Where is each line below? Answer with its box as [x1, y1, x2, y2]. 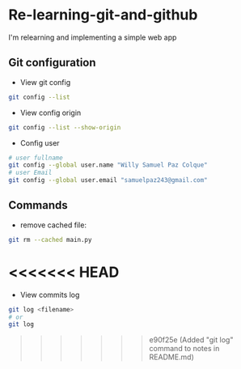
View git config [19, 77, 71, 87]
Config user [19, 138, 60, 147]
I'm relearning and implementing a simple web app [8, 32, 177, 42]
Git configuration [8, 56, 96, 70]
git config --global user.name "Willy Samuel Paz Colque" [8, 161, 208, 169]
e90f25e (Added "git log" [149, 335, 234, 345]
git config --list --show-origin [8, 123, 121, 131]
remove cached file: [19, 220, 87, 230]
